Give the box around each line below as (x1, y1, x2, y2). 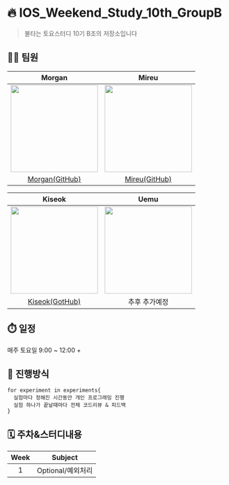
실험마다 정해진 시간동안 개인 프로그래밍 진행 (13, 394, 125, 401)
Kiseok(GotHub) (27, 296, 81, 306)
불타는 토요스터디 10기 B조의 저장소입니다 (24, 29, 138, 38)
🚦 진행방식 (7, 368, 50, 380)
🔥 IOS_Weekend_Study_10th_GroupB (7, 5, 223, 21)
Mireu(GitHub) (125, 174, 172, 184)
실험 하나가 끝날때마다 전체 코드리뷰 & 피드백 (13, 402, 127, 409)
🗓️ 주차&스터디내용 (7, 429, 82, 440)
